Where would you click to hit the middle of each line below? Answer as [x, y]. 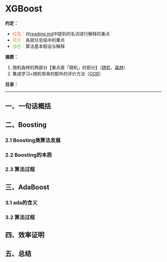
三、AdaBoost [27, 187]
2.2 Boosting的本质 [29, 155]
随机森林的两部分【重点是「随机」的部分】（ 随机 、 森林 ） [70, 67]
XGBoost [24, 9]
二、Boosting [26, 125]
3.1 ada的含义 [21, 203]
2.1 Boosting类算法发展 [33, 140]
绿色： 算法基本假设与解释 [39, 46]
